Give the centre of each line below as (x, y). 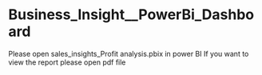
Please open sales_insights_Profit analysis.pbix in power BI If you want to (129, 53)
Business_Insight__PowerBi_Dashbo (131, 15)
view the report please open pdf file (67, 62)
